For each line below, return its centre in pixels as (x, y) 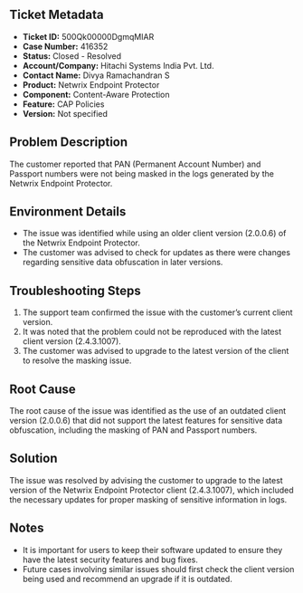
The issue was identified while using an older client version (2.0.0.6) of (154, 234)
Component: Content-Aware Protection (96, 94)
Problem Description (69, 143)
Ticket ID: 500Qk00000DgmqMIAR (88, 36)
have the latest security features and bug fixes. (110, 560)
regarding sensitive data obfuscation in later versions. (123, 263)
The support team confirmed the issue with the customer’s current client (157, 312)
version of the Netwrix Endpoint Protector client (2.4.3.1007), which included (151, 490)
